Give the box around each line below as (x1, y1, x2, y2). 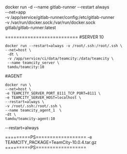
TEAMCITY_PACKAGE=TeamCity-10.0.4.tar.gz (5, 139, 97, 145)
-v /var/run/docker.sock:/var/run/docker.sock (5, 19, 95, 25)
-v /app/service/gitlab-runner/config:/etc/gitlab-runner (5, 15, 115, 20)
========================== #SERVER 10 (5, 34, 104, 40)
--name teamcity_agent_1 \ (5, 108, 62, 113)
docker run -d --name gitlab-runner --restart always (5, 4, 110, 10)
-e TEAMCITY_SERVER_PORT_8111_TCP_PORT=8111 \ (5, 91, 101, 96)
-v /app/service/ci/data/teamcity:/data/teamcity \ (7, 56, 114, 61)
